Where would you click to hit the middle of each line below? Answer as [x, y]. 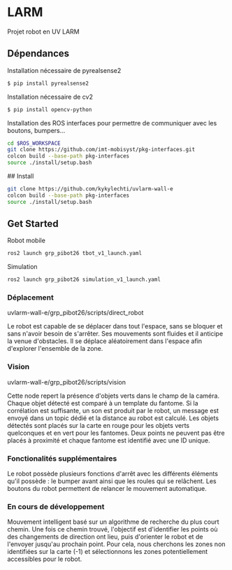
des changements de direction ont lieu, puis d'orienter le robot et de [105, 537]
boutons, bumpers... [36, 130]
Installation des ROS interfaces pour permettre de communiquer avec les [112, 123]
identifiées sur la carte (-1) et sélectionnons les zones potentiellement [108, 552]
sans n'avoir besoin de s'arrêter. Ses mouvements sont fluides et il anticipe [115, 334]
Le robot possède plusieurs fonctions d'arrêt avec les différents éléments [113, 474]
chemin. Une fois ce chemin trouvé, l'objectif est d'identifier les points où [113, 529]
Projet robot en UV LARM [43, 32]
